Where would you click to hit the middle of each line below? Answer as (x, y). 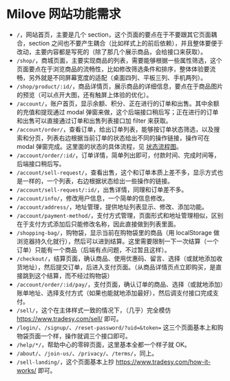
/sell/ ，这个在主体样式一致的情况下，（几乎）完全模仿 (94, 310)
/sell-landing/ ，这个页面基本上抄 (65, 362)
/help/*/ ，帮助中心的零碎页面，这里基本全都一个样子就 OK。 (103, 344)
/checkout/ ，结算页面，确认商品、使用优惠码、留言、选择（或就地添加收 (119, 258)
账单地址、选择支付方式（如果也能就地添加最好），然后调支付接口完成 (114, 293)
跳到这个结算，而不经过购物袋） (68, 276)
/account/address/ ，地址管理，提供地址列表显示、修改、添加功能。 (112, 207)
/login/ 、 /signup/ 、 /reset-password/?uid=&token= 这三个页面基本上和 (117, 327)
